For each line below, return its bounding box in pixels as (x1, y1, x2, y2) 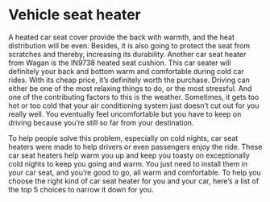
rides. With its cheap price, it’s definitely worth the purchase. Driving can (8, 75, 250, 85)
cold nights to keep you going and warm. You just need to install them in (8, 159, 248, 168)
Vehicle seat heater (8, 6, 141, 24)
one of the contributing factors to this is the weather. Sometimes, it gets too (8, 92, 260, 101)
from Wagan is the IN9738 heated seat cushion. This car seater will (8, 58, 231, 68)
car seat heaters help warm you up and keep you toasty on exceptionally (8, 150, 250, 160)
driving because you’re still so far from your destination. (8, 117, 194, 127)
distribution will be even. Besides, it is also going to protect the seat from (8, 40, 251, 50)
